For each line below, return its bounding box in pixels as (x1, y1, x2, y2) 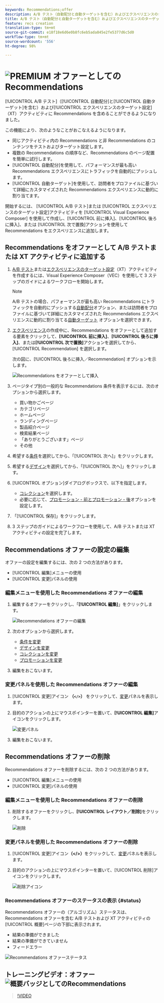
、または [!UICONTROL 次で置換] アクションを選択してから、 (18, 339, 139, 346)
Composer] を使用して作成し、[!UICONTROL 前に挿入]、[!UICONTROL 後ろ (5, 215, 157, 221)
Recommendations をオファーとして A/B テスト (5, 243, 150, 252)
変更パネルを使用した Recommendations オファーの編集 (5, 681, 138, 688)
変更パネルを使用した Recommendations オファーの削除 (5, 838, 138, 845)
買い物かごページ (19, 400, 54, 406)
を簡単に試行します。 (12, 155, 55, 162)
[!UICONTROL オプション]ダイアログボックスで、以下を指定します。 (12, 480, 149, 486)
